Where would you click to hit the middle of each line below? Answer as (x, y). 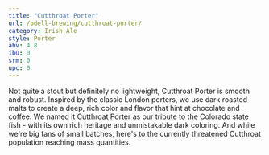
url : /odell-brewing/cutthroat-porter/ (75, 23)
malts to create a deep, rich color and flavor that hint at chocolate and (124, 108)
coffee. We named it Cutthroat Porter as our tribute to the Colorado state (129, 116)
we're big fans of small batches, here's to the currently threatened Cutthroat (135, 133)
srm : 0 (19, 61)
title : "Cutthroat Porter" (54, 16)
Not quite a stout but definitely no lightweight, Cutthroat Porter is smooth (129, 91)
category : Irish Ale (43, 31)
